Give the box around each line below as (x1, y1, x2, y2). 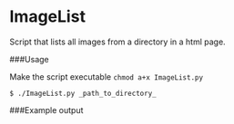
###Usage (9, 53, 50, 64)
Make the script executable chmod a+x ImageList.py (9, 71, 203, 82)
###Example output (9, 104, 84, 115)
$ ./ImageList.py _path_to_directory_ (9, 89, 157, 98)
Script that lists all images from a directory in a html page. (9, 36, 226, 47)
